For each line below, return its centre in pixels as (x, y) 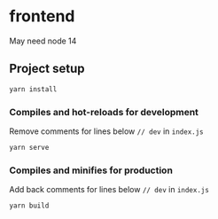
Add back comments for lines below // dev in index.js (109, 190)
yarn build (29, 206)
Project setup (47, 69)
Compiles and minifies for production (91, 170)
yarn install (33, 89)
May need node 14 (43, 41)
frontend (42, 16)
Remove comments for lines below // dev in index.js (106, 131)
